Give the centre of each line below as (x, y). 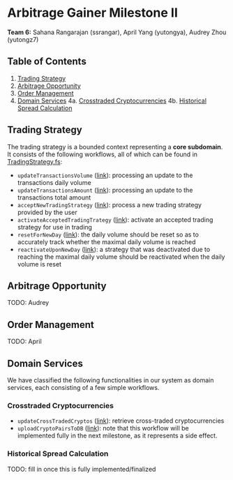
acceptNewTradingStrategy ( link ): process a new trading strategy (110, 204)
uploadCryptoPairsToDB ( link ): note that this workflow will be (103, 428)
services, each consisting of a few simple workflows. (83, 388)
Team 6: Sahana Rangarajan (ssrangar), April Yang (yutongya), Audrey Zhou (117, 32)
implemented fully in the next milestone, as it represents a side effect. (117, 436)
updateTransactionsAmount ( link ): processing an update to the (105, 190)
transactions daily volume (54, 182)
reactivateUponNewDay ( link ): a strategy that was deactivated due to (114, 249)
